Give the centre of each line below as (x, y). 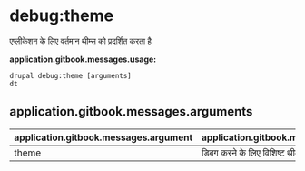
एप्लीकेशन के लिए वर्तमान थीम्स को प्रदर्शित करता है (80, 41)
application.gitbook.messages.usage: (83, 59)
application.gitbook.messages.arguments (131, 111)
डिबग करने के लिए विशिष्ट (243, 153)
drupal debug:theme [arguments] (70, 75)
